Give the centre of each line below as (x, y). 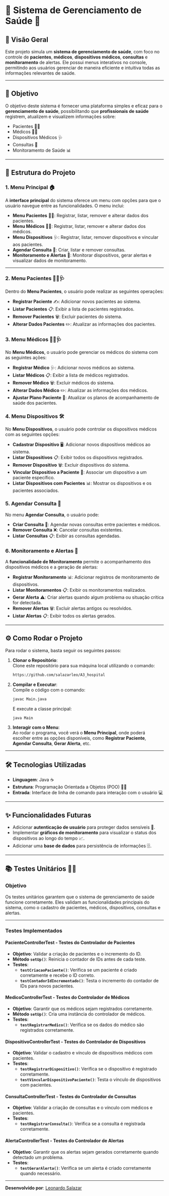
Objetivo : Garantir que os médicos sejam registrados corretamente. (83, 1009)
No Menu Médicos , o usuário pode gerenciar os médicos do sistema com (82, 352)
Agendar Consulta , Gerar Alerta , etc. (52, 743)
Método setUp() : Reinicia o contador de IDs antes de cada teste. (79, 959)
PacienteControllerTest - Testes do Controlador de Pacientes (70, 942)
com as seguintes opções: (32, 434)
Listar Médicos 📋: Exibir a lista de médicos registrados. (71, 375)
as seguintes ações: (26, 358)
